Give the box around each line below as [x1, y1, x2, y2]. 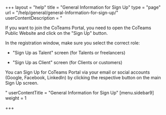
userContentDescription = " [5, 15, 62, 21]
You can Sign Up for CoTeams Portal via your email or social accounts [5, 69, 150, 75]
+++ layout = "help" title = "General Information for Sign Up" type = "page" [5, 5, 161, 10]
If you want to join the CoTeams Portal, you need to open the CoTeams [5, 25, 151, 31]
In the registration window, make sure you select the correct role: [5, 40, 140, 46]
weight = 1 [5, 95, 27, 101]
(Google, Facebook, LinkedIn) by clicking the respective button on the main [5, 75, 161, 80]
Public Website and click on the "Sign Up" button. [5, 30, 108, 36]
